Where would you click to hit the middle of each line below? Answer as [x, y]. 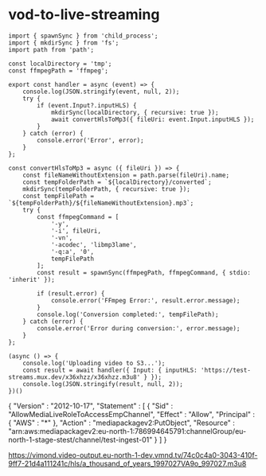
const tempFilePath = [58, 196]
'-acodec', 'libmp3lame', [94, 244]
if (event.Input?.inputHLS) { [87, 105]
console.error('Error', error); [91, 140]
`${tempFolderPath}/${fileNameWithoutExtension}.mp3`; [101, 203]
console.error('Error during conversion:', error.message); [139, 328]
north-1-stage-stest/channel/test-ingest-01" [80, 439]
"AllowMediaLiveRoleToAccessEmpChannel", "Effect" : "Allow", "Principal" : [132, 414]
